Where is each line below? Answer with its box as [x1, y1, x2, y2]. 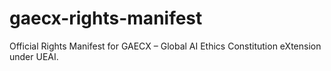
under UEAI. [9, 50, 59, 62]
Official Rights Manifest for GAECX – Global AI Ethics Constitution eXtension [9, 40, 322, 52]
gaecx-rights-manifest [9, 7, 203, 30]
